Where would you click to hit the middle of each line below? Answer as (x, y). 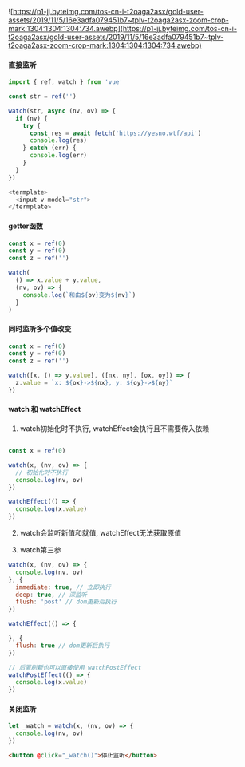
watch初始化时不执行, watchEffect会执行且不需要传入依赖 (115, 429)
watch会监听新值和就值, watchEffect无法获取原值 (101, 533)
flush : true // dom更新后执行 (63, 646)
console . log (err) (58, 156)
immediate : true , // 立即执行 (63, 587)
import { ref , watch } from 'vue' (66, 82)
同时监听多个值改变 (40, 329)
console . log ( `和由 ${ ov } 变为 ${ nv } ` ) (79, 295)
